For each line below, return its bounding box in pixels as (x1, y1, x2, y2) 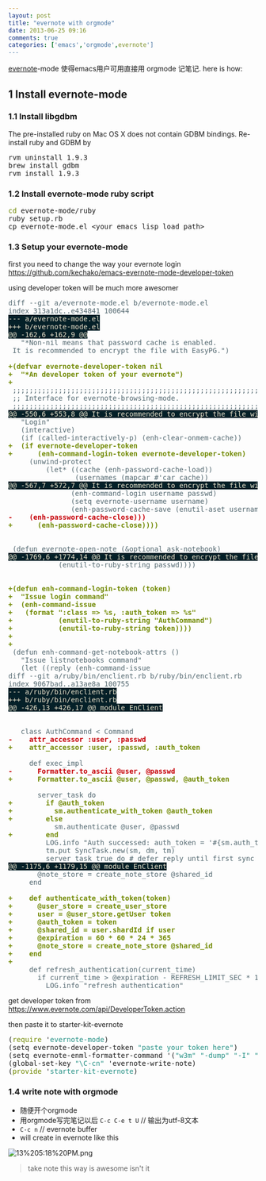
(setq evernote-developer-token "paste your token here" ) (8, 1043, 238, 1052)
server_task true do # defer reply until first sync (45, 854, 255, 864)
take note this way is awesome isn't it (27, 1164, 150, 1173)
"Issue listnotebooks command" (21, 656, 142, 665)
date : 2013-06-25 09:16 (8, 26, 87, 34)
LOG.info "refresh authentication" (45, 981, 184, 991)
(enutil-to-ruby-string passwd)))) (58, 560, 196, 570)
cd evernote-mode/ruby (8, 206, 97, 215)
